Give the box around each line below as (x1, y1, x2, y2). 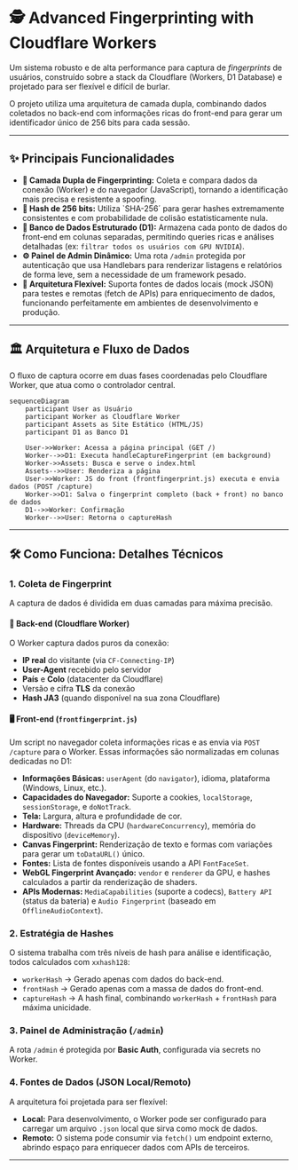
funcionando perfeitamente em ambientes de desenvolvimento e (21, 297, 259, 308)
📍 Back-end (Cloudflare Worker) (9, 618, 130, 628)
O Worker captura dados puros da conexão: (9, 637, 169, 649)
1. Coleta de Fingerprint (9, 577, 113, 589)
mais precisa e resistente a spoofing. (21, 194, 157, 204)
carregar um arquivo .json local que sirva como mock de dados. (21, 1123, 259, 1134)
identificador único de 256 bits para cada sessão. (9, 117, 191, 128)
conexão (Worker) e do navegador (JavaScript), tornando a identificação (21, 184, 288, 194)
